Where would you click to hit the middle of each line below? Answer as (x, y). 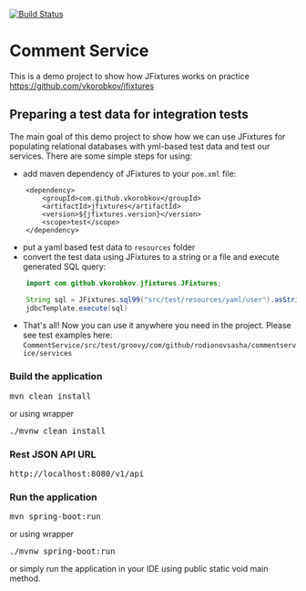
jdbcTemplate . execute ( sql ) (77, 308)
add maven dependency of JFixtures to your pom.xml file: (129, 173)
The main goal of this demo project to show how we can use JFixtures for (148, 136)
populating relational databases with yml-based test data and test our (140, 146)
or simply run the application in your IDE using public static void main (139, 569)
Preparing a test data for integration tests (129, 114)
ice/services (47, 354)
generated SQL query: (64, 266)
